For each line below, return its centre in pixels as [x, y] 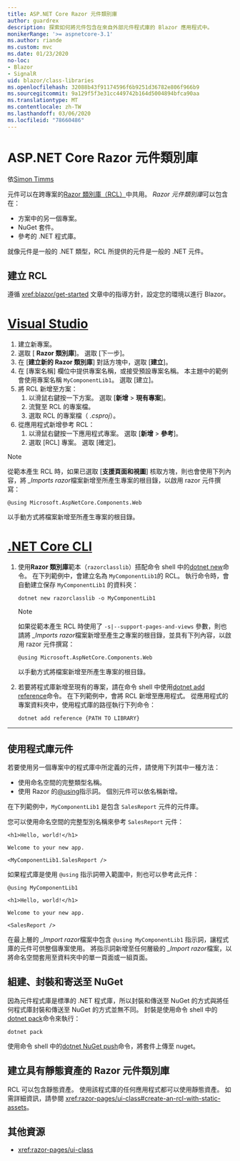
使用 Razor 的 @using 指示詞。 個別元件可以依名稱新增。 [100, 791]
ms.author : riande [35, 41]
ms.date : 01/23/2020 [38, 54]
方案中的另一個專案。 [49, 218]
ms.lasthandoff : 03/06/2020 [49, 114]
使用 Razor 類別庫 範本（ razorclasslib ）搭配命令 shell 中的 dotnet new [120, 567]
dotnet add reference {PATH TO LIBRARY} [79, 718]
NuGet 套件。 [37, 227]
